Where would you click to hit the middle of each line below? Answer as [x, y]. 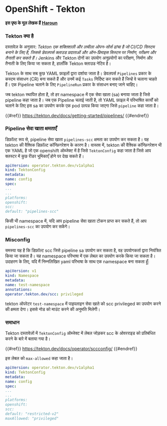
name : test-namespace [28, 285]
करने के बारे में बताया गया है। [28, 339]
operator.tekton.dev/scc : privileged [44, 294]
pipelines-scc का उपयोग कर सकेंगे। [38, 227]
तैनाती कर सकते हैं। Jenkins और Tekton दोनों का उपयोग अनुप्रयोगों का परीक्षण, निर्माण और [79, 58]
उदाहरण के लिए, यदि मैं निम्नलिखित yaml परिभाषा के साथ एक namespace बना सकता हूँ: [77, 262]
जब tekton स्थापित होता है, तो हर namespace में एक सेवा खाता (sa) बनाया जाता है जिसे [78, 95]
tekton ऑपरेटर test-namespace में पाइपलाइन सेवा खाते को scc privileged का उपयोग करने [83, 304]
